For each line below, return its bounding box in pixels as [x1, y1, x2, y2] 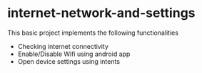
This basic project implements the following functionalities [7, 28, 178, 37]
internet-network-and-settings [7, 5, 196, 21]
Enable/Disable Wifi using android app [17, 50, 131, 58]
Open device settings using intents [17, 57, 120, 65]
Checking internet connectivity [17, 42, 109, 50]
